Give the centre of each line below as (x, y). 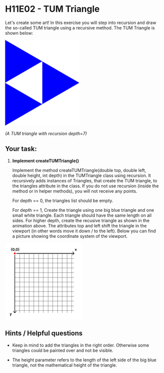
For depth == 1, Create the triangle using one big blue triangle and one (83, 210)
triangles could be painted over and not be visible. (63, 350)
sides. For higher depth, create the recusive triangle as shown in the (81, 220)
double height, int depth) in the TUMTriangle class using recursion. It (82, 175)
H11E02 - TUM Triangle (52, 9)
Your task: (21, 149)
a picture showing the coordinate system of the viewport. (70, 236)
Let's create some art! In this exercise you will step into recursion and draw (81, 23)
